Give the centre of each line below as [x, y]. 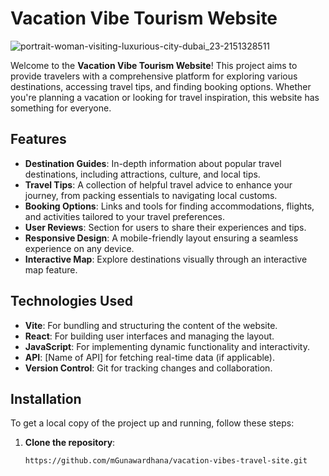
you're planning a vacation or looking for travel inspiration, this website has [165, 97]
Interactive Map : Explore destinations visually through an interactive [166, 259]
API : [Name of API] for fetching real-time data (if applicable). [149, 357]
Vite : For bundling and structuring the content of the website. [151, 325]
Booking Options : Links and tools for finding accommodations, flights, [169, 206]
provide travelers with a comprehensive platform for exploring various [154, 76]
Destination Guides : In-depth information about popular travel [153, 163]
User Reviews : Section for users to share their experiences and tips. [165, 227]
